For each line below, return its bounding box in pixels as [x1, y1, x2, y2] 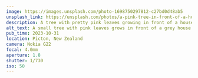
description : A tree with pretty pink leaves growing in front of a [6, 19, 178, 25]
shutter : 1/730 [6, 57, 44, 63]
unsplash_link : [6, 14, 44, 20]
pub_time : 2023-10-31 [6, 30, 60, 36]
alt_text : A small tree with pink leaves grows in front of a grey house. [6, 25, 194, 31]
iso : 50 [6, 63, 25, 69]
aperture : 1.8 [6, 52, 41, 58]
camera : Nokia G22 [6, 42, 51, 48]
